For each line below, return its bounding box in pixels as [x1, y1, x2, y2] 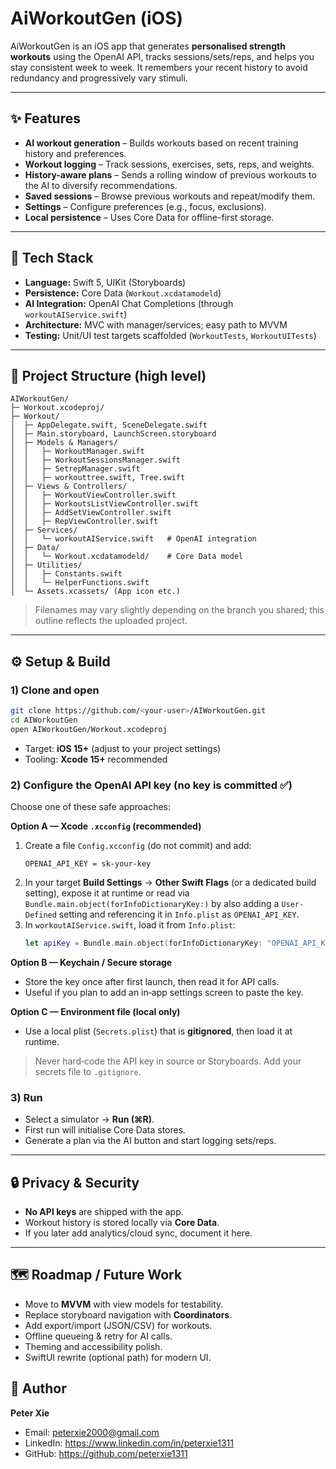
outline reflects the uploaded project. [34, 615, 188, 627]
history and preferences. [24, 147, 127, 159]
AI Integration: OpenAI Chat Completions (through [24, 297, 234, 309]
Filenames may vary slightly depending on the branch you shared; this [34, 604, 325, 616]
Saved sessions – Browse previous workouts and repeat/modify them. [24, 190, 316, 202]
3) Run [10, 1090, 43, 1104]
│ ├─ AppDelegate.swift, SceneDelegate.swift [10, 420, 208, 431]
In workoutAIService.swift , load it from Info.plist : [24, 918, 236, 931]
